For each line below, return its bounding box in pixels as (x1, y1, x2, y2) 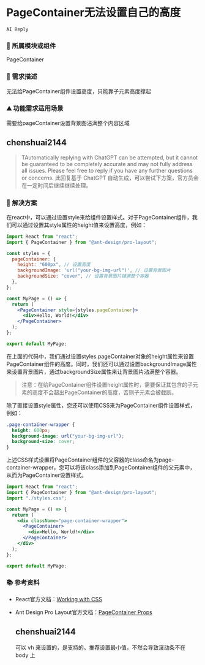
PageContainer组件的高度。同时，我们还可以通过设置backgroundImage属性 (6, 360, 197, 368)
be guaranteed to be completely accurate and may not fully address (21, 160, 193, 167)
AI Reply (6, 26, 29, 32)
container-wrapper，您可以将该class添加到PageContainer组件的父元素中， (6, 464, 196, 471)
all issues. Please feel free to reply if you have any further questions (21, 167, 193, 174)
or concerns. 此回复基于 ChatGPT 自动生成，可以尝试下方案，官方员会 (21, 174, 199, 181)
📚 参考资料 (6, 579, 40, 587)
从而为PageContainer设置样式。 (6, 471, 88, 479)
